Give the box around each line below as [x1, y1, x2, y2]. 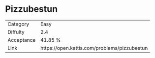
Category [7, 21, 30, 28]
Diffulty [7, 29, 25, 35]
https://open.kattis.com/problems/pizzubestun [40, 44, 148, 51]
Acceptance [7, 36, 36, 43]
